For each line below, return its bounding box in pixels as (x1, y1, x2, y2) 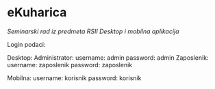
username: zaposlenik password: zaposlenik (7, 60, 133, 69)
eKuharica (7, 5, 67, 20)
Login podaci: (7, 40, 46, 48)
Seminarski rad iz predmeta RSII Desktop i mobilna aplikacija (7, 27, 179, 35)
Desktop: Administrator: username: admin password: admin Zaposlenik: (7, 53, 209, 62)
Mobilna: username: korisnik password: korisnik (7, 73, 142, 82)
